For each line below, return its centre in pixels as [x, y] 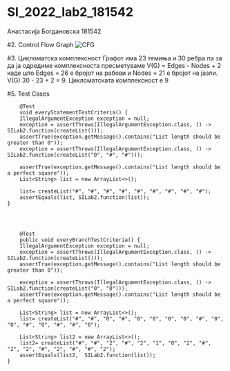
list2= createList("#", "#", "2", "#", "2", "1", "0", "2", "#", [116, 343]
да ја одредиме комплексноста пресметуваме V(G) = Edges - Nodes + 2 [114, 65]
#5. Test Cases [28, 94]
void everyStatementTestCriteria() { [74, 112]
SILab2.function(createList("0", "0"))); [68, 288]
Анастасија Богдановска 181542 [54, 31]
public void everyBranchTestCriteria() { [80, 240]
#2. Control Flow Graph [40, 44]
